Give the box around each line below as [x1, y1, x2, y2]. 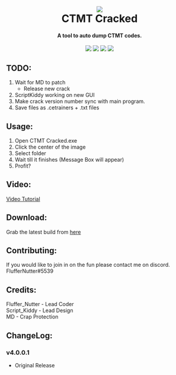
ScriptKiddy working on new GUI [14, 92, 95, 99]
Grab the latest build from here [6, 228, 81, 235]
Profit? [14, 162, 31, 169]
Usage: [6, 121, 34, 131]
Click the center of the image [14, 143, 86, 151]
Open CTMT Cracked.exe [14, 137, 78, 144]
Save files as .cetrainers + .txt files [14, 104, 100, 111]
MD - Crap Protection [6, 313, 59, 320]
